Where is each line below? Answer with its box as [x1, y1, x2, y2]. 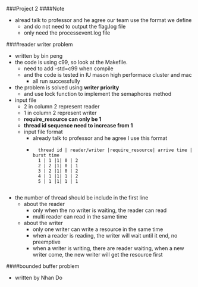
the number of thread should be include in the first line [14, 194, 149, 201]
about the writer [23, 220, 64, 226]
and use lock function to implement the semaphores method [23, 91, 172, 97]
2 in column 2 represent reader [23, 103, 100, 110]
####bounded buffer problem [6, 263, 80, 270]
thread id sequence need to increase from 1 [23, 122, 133, 129]
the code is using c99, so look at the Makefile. [14, 59, 128, 65]
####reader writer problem [6, 41, 73, 48]
